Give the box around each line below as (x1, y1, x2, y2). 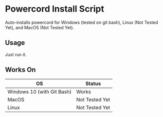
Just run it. (5, 51, 27, 57)
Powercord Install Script (5, 3, 105, 15)
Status (85, 80, 101, 87)
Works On (5, 66, 36, 74)
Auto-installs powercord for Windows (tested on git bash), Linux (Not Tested (5, 19, 158, 25)
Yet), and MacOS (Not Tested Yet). (5, 24, 74, 30)
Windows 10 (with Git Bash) (7, 88, 72, 95)
